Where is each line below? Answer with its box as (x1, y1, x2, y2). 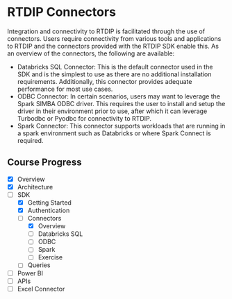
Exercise (38, 253, 63, 262)
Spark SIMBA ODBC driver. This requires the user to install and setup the (17, 99, 226, 108)
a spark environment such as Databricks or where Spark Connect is (17, 129, 211, 137)
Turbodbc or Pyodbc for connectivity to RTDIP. (17, 114, 151, 122)
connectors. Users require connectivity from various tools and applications (7, 34, 222, 42)
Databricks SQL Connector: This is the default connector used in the (17, 62, 213, 71)
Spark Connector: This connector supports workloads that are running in (17, 121, 226, 130)
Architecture (17, 182, 53, 191)
